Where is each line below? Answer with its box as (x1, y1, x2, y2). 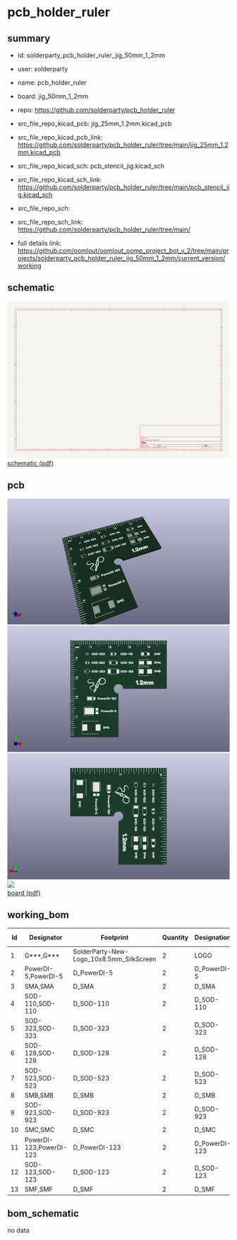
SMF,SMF (24, 1185, 53, 1193)
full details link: (17, 239, 62, 247)
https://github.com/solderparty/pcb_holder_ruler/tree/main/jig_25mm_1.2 (17, 140, 229, 149)
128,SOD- (24, 1049, 56, 1057)
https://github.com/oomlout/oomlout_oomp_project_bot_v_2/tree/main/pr (17, 246, 229, 255)
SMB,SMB (24, 1091, 54, 1100)
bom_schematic (7, 1208, 80, 1220)
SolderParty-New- (73, 947, 129, 956)
